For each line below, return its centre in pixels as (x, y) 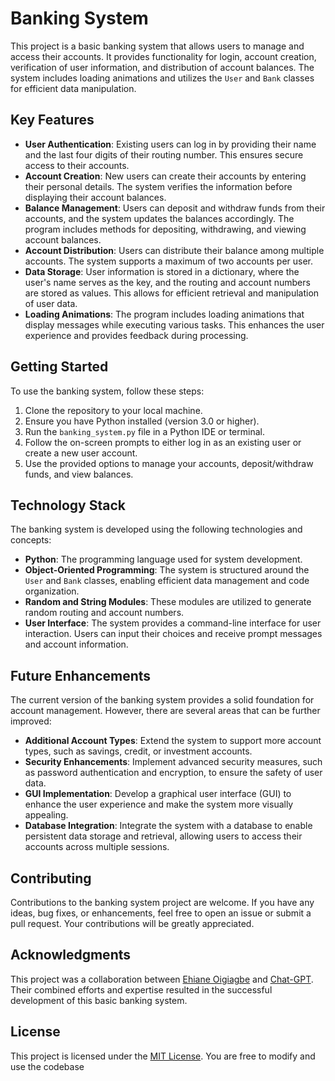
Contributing (51, 878)
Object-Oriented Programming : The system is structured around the (167, 570)
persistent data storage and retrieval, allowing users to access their (163, 836)
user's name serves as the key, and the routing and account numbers (167, 282)
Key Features (52, 120)
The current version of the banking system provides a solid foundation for (162, 700)
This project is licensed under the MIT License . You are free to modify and (163, 1056)
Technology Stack (68, 505)
